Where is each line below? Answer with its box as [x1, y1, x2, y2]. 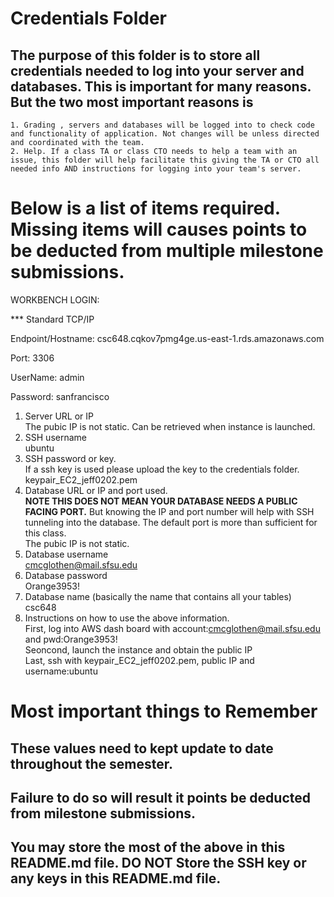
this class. [24, 527, 67, 539]
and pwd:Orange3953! [24, 633, 118, 645]
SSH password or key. [24, 452, 117, 464]
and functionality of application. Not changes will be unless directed [10, 129, 320, 139]
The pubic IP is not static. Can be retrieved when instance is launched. [24, 420, 316, 432]
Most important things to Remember [10, 700, 318, 723]
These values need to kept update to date [10, 740, 274, 757]
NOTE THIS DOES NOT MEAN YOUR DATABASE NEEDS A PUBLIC [24, 495, 298, 507]
